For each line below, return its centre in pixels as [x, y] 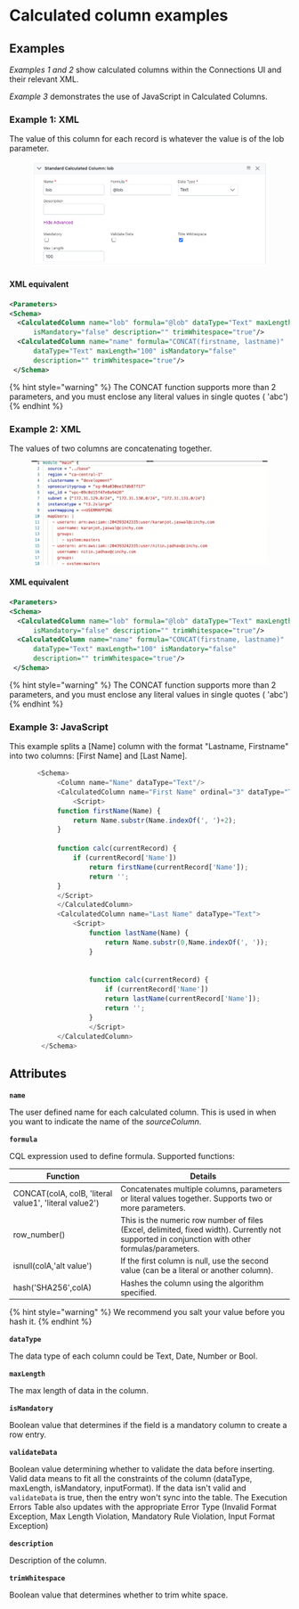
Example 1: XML [44, 119]
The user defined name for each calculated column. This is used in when [143, 1112]
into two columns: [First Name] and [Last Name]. [98, 756]
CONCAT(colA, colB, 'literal [63, 1194]
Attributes [38, 1073]
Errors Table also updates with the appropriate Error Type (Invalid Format [143, 1507]
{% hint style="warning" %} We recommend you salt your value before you [147, 1312]
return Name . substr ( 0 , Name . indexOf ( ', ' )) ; [186, 942]
